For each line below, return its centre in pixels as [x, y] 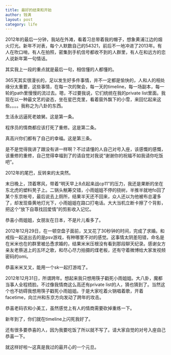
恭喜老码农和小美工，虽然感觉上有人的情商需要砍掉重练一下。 [70, 308]
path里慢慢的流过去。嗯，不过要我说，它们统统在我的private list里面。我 [90, 93]
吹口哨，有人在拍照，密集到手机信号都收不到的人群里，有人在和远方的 [88, 52]
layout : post [19, 19]
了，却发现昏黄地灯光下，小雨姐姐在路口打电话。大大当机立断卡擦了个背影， [85, 203]
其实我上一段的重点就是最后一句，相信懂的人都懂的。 [61, 69]
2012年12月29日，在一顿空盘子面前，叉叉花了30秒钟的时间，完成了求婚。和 [85, 231]
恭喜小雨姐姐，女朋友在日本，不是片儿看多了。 [54, 220]
